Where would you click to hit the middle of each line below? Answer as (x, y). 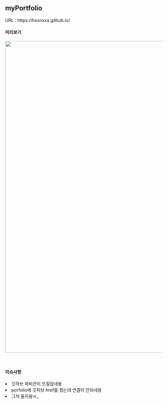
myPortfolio (24, 8)
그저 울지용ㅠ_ (25, 397)
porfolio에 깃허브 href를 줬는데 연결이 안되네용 (57, 390)
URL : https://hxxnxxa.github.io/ (38, 20)
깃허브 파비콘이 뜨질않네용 (37, 384)
